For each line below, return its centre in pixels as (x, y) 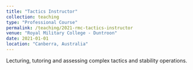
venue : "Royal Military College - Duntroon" (62, 33)
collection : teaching (33, 17)
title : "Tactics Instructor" (42, 11)
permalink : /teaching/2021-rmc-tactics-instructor (70, 28)
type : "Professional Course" (42, 22)
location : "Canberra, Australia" (47, 44)
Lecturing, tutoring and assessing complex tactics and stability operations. (97, 60)
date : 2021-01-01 (27, 38)
